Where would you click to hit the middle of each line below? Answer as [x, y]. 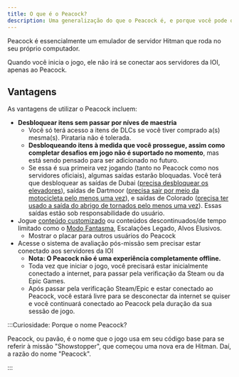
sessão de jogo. [52, 311]
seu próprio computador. [44, 48]
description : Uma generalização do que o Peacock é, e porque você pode [117, 21]
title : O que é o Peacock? [47, 14]
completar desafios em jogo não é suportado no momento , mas [123, 153]
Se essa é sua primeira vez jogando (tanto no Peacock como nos [123, 168]
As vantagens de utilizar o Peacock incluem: [72, 109]
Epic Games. [47, 281]
